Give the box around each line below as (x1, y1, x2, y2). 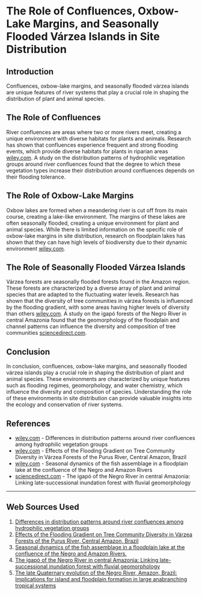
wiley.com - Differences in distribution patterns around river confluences (14, 435, 195, 442)
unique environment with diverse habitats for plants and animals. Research (6, 135, 191, 142)
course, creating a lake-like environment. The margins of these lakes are (6, 213, 186, 220)
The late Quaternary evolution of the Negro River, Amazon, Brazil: (14, 569, 177, 576)
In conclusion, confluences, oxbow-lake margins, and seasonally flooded (6, 362, 188, 370)
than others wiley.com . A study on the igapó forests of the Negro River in (6, 310, 187, 317)
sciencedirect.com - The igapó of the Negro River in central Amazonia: (14, 473, 191, 480)
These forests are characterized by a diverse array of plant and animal (6, 284, 180, 292)
